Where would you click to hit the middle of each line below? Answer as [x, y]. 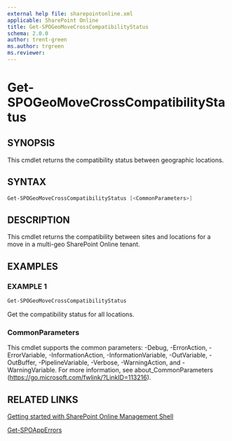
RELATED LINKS [43, 399]
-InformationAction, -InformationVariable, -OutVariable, [128, 355]
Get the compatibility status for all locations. [71, 314]
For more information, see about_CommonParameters [136, 370]
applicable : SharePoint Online [53, 20]
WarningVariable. [32, 370]
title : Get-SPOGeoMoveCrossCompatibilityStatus [78, 27]
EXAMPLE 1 [27, 286]
